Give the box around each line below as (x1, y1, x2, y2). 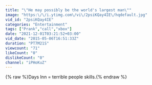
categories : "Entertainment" (5, 22, 68, 27)
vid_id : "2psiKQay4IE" (5, 17, 54, 22)
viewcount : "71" (5, 46, 40, 51)
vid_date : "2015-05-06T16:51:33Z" (5, 36, 79, 41)
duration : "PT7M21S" (5, 41, 50, 46)
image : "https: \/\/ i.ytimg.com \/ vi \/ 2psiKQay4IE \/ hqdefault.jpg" (5, 12, 147, 17)
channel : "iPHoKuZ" (5, 60, 47, 65)
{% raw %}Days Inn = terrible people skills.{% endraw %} (5, 74, 127, 80)
